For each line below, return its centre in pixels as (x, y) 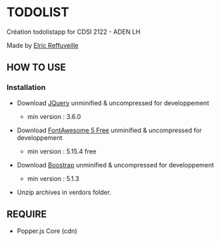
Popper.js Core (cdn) (47, 231)
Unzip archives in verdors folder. (64, 192)
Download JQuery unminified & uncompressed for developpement (113, 103)
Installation (26, 87)
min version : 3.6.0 (54, 116)
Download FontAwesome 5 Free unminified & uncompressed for (109, 130)
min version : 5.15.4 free (62, 151)
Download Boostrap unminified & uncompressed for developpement (115, 165)
